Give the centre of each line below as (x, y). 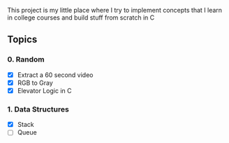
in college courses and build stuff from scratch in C (81, 18)
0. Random (26, 60)
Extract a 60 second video (55, 75)
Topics (22, 40)
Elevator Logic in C (44, 90)
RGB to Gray (35, 83)
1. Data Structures (38, 109)
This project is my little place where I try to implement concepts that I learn (114, 10)
